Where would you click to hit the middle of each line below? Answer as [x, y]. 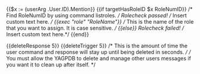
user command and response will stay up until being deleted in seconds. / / [99, 52]
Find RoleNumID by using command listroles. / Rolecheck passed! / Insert [96, 15]
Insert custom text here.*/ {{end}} [48, 34]
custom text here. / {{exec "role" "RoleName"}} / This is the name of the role [100, 22]
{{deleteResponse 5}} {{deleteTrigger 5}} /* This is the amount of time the [97, 46]
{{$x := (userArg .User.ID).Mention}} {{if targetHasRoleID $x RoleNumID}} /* [99, 9]
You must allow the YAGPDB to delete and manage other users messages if [99, 58]
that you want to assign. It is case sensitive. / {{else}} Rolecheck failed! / [95, 28]
